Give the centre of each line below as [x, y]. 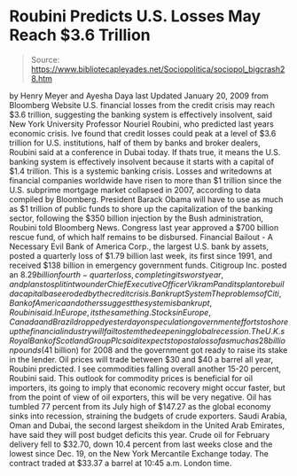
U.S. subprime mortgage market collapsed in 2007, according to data [135, 190]
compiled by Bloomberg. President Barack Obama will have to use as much [146, 199]
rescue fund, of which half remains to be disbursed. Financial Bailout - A [141, 237]
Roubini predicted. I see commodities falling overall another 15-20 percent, [145, 369]
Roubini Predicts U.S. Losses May [135, 16]
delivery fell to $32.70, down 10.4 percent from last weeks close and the [141, 444]
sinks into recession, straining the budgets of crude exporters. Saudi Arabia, [148, 416]
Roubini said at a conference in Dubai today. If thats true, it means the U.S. [145, 152]
